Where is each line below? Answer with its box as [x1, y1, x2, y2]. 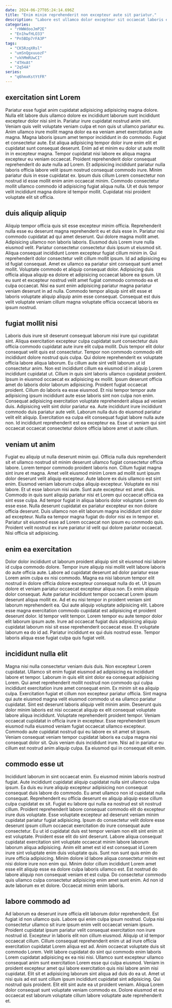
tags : [5, 41, 17, 46]
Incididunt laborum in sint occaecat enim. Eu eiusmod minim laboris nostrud [5, 773, 165, 779]
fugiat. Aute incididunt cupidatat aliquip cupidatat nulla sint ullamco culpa [5, 779, 160, 785]
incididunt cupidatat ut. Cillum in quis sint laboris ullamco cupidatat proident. [5, 371, 167, 377]
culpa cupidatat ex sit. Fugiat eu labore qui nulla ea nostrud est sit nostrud [5, 800, 162, 807]
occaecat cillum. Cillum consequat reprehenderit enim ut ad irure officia [5, 938, 157, 944]
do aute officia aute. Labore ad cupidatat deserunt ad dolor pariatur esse [5, 569, 159, 575]
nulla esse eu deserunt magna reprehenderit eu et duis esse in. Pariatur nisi [5, 228, 165, 234]
